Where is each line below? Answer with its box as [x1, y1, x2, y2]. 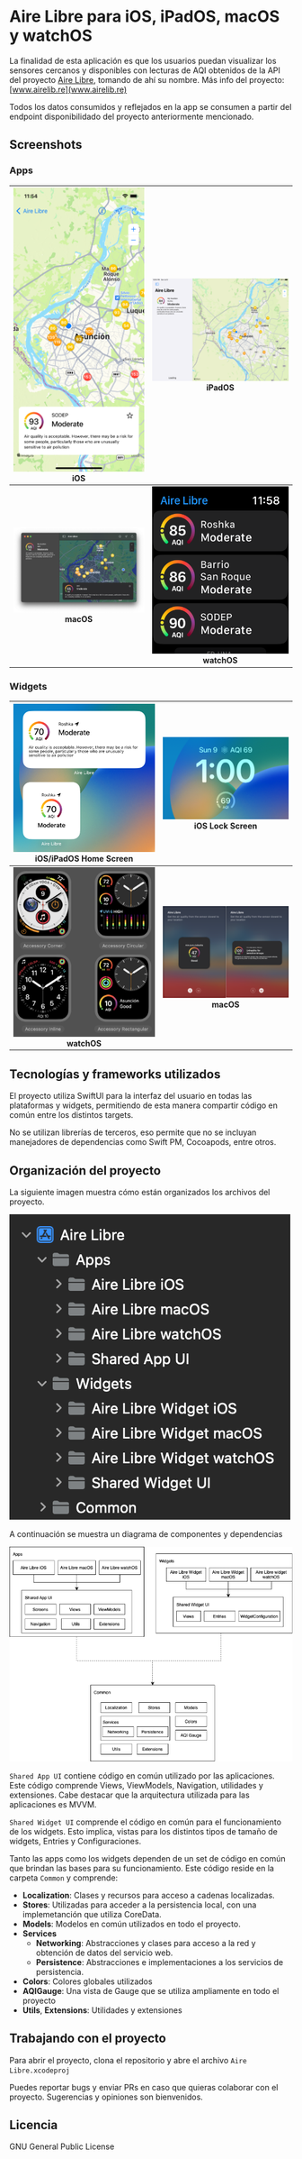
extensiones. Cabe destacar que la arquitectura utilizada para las [9, 1789, 250, 1800]
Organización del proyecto [9, 1163, 162, 1178]
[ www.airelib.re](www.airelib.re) [9, 84, 128, 95]
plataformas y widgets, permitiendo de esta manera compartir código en [9, 1100, 279, 1111]
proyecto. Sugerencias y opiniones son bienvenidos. [9, 2091, 204, 2102]
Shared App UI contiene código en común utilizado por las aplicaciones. [9, 1770, 276, 1781]
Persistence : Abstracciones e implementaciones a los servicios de [35, 1956, 284, 1967]
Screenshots [9, 137, 83, 152]
